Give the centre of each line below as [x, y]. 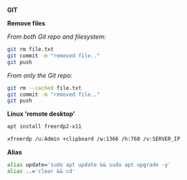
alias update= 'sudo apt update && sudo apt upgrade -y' [89, 165]
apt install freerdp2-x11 [44, 127]
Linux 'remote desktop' [41, 114]
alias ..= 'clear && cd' [41, 171]
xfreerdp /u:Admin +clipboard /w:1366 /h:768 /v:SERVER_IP [94, 139]
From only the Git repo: [40, 75]
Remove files [26, 23]
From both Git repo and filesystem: [57, 37]
